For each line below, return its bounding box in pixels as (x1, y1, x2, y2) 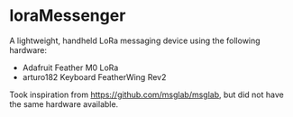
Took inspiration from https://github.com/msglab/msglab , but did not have (9, 89, 284, 100)
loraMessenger (9, 5, 126, 26)
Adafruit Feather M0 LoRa (22, 62, 119, 73)
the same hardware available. (9, 98, 119, 109)
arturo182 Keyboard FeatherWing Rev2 (22, 71, 167, 82)
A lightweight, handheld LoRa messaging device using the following (9, 35, 261, 46)
